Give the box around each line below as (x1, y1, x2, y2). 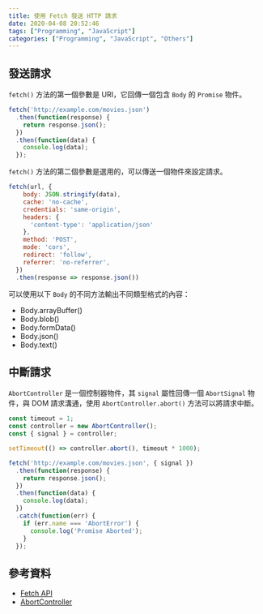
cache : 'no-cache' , (23, 198, 89, 206)
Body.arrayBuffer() (19, 305, 83, 315)
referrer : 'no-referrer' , (23, 258, 111, 266)
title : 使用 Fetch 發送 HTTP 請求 (8, 11, 117, 20)
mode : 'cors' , (23, 243, 70, 251)
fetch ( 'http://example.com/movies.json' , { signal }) (8, 459, 194, 467)
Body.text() (19, 340, 58, 350)
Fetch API (19, 589, 53, 599)
